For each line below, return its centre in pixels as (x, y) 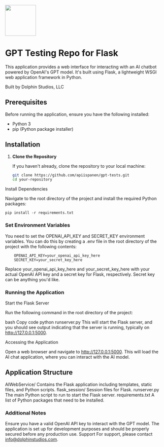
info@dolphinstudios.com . (32, 440)
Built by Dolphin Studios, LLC (34, 87)
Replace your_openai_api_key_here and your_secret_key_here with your (78, 269)
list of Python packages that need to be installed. (55, 400)
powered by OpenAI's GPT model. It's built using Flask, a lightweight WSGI (81, 72)
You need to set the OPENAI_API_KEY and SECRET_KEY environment (75, 236)
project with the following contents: (41, 246)
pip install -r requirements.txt (39, 213)
